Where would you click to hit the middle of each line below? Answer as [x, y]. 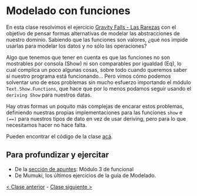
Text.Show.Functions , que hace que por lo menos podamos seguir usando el [99, 88]
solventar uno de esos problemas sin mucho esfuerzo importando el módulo [98, 82]
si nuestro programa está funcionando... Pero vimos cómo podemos [89, 76]
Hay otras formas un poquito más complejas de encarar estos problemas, [95, 106]
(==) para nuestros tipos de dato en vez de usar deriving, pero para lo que [96, 118]
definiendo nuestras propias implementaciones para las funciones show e [94, 112]
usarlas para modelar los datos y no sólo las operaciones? [76, 46]
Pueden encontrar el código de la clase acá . [59, 136]
